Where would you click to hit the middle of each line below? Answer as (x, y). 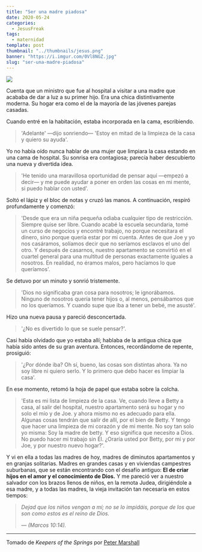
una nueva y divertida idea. (40, 164)
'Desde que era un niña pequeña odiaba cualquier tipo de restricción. (107, 218)
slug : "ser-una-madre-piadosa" (45, 62)
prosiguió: (19, 353)
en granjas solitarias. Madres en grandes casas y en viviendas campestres (99, 463)
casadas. (17, 109)
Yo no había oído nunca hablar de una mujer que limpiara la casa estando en (101, 151)
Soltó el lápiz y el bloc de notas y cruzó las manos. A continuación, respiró (98, 200)
